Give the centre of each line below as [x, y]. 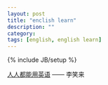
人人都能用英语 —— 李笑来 [46, 74]
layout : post [26, 14]
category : [22, 33]
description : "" [31, 27]
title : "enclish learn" [42, 20]
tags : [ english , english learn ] [54, 40]
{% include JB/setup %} [42, 60]
